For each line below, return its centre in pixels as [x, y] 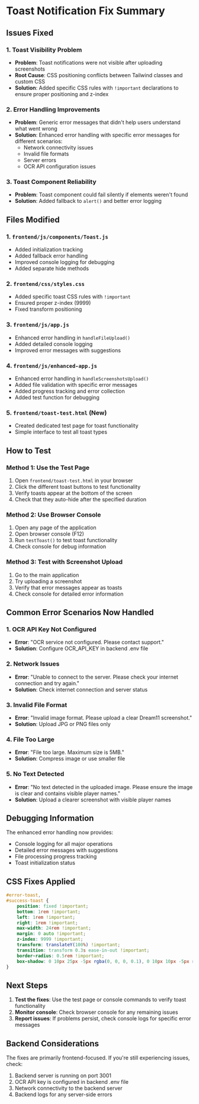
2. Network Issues [33, 664]
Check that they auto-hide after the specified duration [81, 499]
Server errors [40, 160]
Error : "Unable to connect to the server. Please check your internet [97, 677]
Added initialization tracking [49, 250]
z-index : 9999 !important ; [50, 939]
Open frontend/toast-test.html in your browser [74, 481]
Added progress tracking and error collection [70, 391]
